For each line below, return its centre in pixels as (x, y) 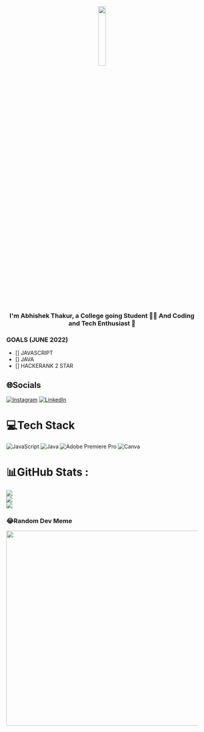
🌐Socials (24, 385)
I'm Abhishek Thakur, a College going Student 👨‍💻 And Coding (102, 315)
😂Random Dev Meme (39, 521)
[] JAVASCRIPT (34, 353)
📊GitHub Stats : (48, 472)
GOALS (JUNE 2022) (37, 339)
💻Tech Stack (41, 425)
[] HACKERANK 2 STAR (44, 366)
